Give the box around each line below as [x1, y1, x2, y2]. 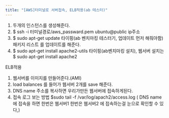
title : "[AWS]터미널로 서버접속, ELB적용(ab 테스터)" [5, 7, 108, 13]
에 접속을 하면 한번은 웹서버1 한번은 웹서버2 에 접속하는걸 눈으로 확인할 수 [12, 100, 159, 106]
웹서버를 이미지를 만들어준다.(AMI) [12, 75, 82, 81]
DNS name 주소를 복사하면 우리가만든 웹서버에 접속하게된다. [12, 87, 133, 93]
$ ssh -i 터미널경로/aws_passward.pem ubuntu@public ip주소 [12, 29, 140, 35]
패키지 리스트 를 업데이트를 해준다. [12, 41, 81, 48]
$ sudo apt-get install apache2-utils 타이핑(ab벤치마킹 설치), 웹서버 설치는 [12, 48, 164, 54]
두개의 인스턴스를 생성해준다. [12, 22, 70, 28]
